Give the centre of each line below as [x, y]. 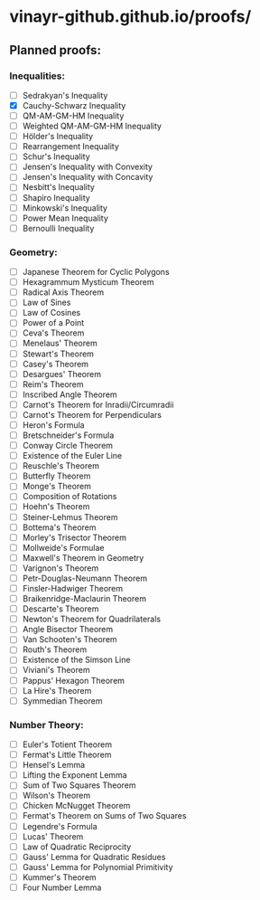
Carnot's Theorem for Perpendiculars [92, 414]
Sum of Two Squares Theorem [79, 785]
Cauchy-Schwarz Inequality [74, 105]
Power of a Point [53, 323]
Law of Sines [46, 303]
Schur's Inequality [56, 156]
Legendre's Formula [60, 826]
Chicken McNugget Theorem [76, 806]
